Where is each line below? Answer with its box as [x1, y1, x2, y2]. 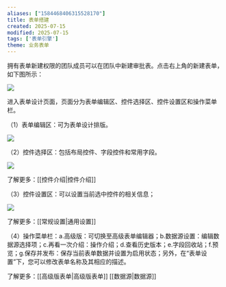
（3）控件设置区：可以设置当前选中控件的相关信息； [7, 190, 155, 198]
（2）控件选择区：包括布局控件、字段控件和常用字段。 [7, 148, 161, 156]
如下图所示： [7, 70, 43, 78]
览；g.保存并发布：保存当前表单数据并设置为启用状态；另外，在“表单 [7, 249, 201, 257]
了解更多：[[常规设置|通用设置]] [7, 217, 97, 225]
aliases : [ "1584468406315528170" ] [7, 10, 106, 17]
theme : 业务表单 [7, 42, 49, 49]
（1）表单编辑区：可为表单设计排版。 [7, 121, 112, 129]
